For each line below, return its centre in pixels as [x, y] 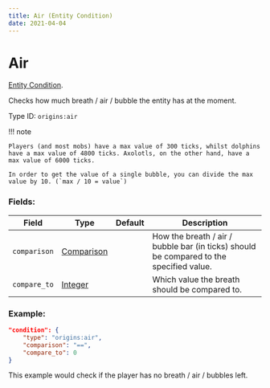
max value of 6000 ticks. [51, 161]
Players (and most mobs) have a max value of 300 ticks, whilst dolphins [135, 147]
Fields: [22, 202]
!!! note [20, 132]
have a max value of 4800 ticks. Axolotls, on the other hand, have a [129, 153]
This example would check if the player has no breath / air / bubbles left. [128, 375]
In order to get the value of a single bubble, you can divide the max [131, 175]
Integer [75, 284]
